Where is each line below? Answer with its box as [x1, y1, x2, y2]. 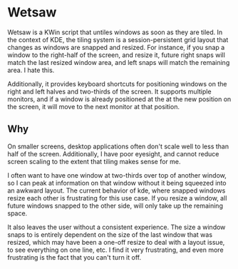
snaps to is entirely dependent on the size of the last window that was [7, 230, 212, 239]
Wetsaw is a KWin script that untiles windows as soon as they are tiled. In [7, 28, 223, 36]
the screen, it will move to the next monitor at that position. [7, 102, 180, 111]
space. [7, 208, 28, 218]
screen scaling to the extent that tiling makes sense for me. [7, 157, 181, 166]
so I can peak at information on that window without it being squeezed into [7, 178, 227, 187]
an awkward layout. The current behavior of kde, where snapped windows [7, 186, 226, 195]
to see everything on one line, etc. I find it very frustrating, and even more [7, 245, 224, 254]
